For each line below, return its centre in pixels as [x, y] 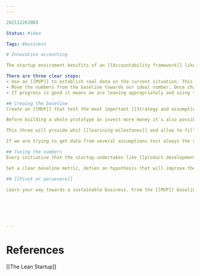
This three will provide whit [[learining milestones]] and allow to [94, 131]
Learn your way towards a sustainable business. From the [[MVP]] [90, 190]
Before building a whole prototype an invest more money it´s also [92, 120]
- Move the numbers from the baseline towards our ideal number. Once [96, 87]
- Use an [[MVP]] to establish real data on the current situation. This [100, 81]
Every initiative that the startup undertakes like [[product [85, 157]
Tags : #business [26, 44]
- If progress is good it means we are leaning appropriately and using [98, 93]
